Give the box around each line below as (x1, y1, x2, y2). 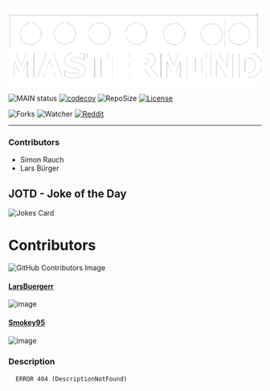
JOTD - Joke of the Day (8, 187, 127, 200)
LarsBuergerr (8, 281, 54, 291)
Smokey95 (8, 318, 46, 327)
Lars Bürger (19, 163, 59, 173)
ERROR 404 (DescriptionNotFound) (15, 375, 128, 383)
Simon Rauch (19, 155, 64, 165)
